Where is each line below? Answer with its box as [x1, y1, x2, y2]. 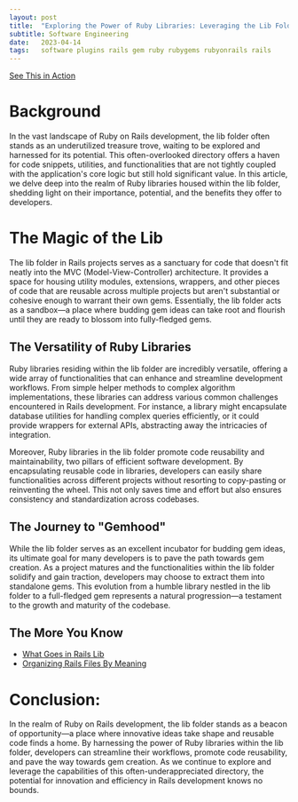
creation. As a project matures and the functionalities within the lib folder [9, 561, 275, 573]
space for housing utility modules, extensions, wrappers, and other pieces [9, 276, 280, 287]
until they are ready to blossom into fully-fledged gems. [9, 314, 213, 324]
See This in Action [9, 70, 76, 81]
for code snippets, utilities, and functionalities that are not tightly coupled [9, 159, 277, 170]
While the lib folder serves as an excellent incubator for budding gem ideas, [9, 543, 286, 553]
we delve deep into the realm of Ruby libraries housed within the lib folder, [9, 179, 281, 189]
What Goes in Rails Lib [21, 649, 105, 660]
